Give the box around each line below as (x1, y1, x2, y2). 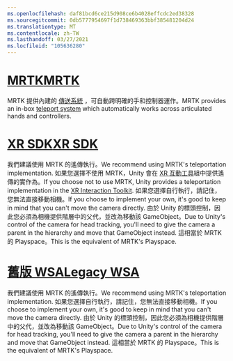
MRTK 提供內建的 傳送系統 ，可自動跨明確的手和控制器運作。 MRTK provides (7, 96, 227, 105)
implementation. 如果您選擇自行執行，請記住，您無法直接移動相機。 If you (7, 297, 218, 305)
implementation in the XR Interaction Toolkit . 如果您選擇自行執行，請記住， (7, 186, 221, 194)
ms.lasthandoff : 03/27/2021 (7, 36, 89, 43)
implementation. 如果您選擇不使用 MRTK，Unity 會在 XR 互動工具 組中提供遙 (7, 169, 225, 177)
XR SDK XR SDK (7, 137, 99, 152)
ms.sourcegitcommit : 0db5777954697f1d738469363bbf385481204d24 (7, 17, 195, 24)
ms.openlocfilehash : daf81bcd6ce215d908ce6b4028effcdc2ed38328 (7, 10, 195, 17)
